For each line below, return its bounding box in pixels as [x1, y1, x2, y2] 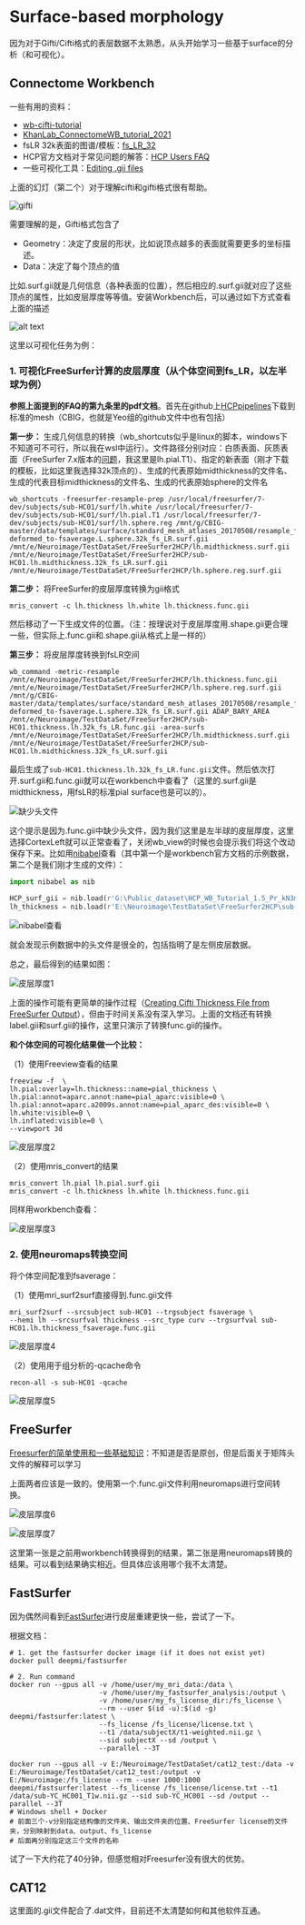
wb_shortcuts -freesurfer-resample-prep [9, 495, 165, 504]
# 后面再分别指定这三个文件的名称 [9, 1836, 120, 1845]
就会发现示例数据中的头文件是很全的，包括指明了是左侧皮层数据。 [9, 938, 256, 950]
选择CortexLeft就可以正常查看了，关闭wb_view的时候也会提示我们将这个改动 [9, 837, 296, 848]
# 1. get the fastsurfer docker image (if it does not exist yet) [9, 1648, 266, 1657]
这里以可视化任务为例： [9, 339, 97, 351]
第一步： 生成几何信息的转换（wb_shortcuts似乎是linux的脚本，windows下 [9, 432, 289, 442]
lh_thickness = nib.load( [9, 902, 107, 911]
